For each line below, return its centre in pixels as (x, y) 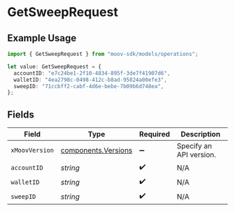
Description (201, 134)
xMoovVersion (33, 150)
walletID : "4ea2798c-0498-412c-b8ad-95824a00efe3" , (91, 80)
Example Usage (42, 38)
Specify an (194, 146)
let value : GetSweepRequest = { (54, 66)
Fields (21, 114)
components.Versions (97, 150)
